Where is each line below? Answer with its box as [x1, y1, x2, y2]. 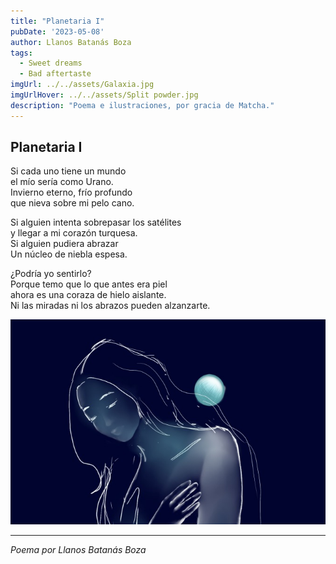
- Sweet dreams [19, 58, 83, 69]
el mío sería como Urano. [10, 176, 114, 188]
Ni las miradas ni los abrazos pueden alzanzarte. [10, 300, 211, 312]
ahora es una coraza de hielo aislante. [10, 289, 167, 301]
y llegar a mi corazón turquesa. [10, 227, 138, 239]
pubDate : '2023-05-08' [10, 26, 105, 37]
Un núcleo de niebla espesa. [10, 248, 128, 260]
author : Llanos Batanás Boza [10, 37, 132, 47]
